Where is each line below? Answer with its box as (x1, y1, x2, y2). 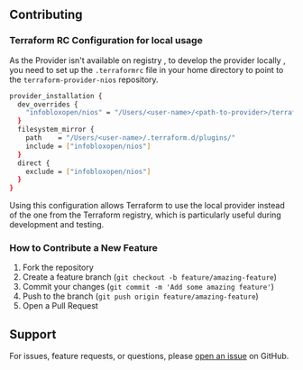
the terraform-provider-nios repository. (9, 74, 160, 85)
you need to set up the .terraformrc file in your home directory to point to (9, 64, 284, 75)
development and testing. (9, 219, 105, 230)
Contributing (9, 7, 83, 23)
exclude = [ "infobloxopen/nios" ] (25, 167, 151, 176)
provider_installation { (9, 91, 103, 100)
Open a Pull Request (22, 301, 99, 311)
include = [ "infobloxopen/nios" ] (25, 142, 151, 151)
